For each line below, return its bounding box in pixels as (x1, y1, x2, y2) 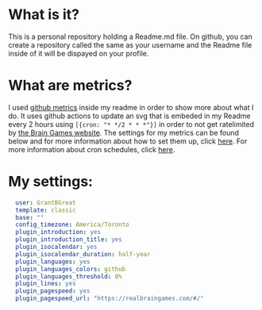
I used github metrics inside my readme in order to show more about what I (8, 102, 254, 112)
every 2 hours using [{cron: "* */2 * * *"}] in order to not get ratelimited (8, 119, 254, 128)
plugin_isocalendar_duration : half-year (15, 250, 151, 258)
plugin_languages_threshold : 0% (15, 272, 123, 281)
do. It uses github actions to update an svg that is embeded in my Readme (8, 111, 251, 121)
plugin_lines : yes (15, 280, 77, 288)
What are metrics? (8, 77, 133, 94)
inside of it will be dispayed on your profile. (8, 48, 149, 58)
